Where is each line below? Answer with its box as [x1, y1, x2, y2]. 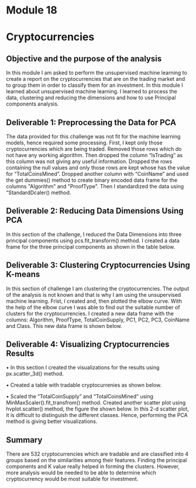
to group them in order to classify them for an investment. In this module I [6, 82, 183, 89]
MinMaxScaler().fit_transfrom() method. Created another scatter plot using [6, 399, 186, 406]
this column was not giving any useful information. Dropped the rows [6, 158, 173, 165]
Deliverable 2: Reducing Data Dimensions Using [6, 206, 184, 216]
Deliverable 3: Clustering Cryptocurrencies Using [6, 260, 190, 270]
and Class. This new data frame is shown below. [6, 322, 122, 329]
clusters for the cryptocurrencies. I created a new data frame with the [6, 310, 174, 317]
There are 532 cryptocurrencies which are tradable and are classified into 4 [6, 450, 189, 457]
